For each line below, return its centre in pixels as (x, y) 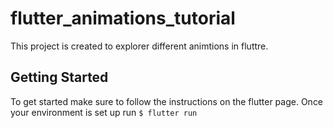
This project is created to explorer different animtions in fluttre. (139, 46)
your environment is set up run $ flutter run (104, 112)
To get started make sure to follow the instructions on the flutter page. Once (167, 101)
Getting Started (59, 77)
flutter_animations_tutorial (123, 18)
